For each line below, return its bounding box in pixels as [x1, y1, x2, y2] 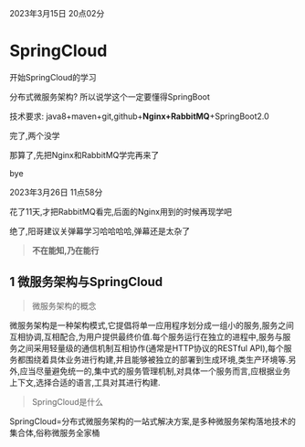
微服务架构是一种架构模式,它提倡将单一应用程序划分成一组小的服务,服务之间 [9, 319, 295, 331]
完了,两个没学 [9, 130, 61, 141]
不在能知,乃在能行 [31, 245, 100, 256]
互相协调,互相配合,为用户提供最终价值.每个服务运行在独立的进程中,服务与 [9, 331, 283, 342]
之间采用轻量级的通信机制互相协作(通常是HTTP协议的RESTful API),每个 [16, 342, 285, 354]
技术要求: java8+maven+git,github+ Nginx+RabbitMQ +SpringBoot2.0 [9, 111, 269, 122]
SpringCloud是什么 [31, 396, 103, 407]
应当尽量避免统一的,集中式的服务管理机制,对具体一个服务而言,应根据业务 [19, 365, 291, 377]
